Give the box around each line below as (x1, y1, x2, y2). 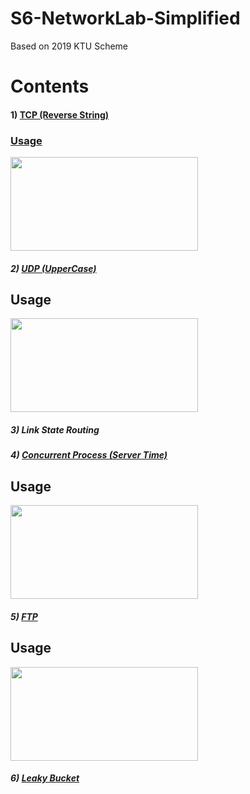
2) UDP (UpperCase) (10, 262, 97, 274)
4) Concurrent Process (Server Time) (10, 449, 168, 461)
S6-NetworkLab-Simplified (10, 7, 241, 30)
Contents (10, 75, 90, 98)
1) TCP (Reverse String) (10, 108, 110, 121)
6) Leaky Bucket (10, 772, 80, 784)
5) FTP (10, 610, 38, 622)
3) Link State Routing (10, 424, 100, 436)
